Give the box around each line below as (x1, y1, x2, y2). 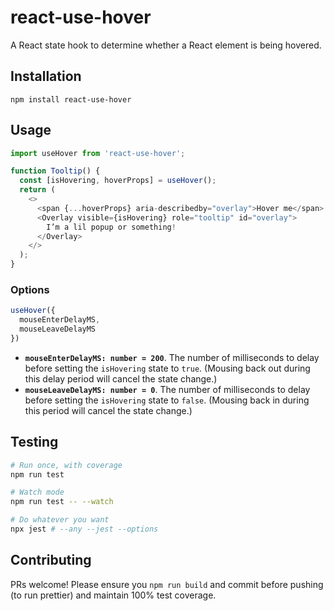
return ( (19, 185, 56, 195)
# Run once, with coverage (10, 460, 123, 470)
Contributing (10, 552, 92, 569)
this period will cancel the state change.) (24, 404, 193, 416)
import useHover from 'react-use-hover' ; (10, 148, 186, 158)
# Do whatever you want (10, 515, 110, 525)
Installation (10, 68, 82, 85)
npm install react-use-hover (10, 94, 132, 105)
